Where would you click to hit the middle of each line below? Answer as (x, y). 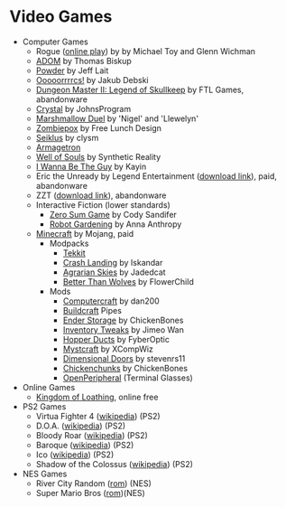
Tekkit (74, 253)
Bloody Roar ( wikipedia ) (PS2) (92, 435)
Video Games (61, 17)
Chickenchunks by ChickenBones (125, 368)
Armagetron (58, 147)
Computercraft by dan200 (111, 301)
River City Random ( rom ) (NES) (93, 483)
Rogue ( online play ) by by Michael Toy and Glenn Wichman (145, 51)
